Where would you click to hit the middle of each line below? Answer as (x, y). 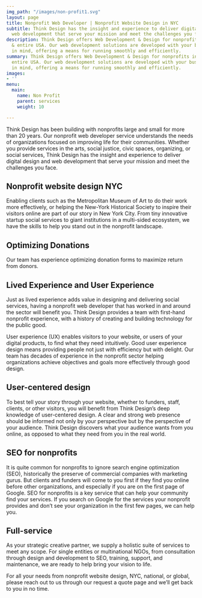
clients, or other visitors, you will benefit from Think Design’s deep (88, 408)
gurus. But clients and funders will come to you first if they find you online (98, 480)
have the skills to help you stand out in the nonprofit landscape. (85, 227)
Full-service (29, 530)
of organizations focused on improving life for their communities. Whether (98, 142)
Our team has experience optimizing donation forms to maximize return (95, 260)
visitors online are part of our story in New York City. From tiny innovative (97, 213)
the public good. (26, 325)
